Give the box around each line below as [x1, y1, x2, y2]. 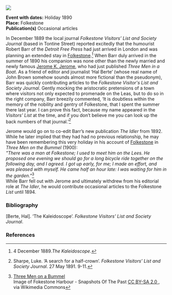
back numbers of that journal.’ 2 [6, 118, 71, 125]
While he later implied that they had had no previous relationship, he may [6, 133, 159, 140]
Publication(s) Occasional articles [6, 26, 78, 31]
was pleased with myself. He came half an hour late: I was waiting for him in [6, 166, 167, 172]
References [6, 232, 35, 239]
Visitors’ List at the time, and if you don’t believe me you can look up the [6, 112, 158, 118]
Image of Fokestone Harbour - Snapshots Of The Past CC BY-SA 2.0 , [13, 279, 160, 285]
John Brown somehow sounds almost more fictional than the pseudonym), [6, 74, 162, 80]
